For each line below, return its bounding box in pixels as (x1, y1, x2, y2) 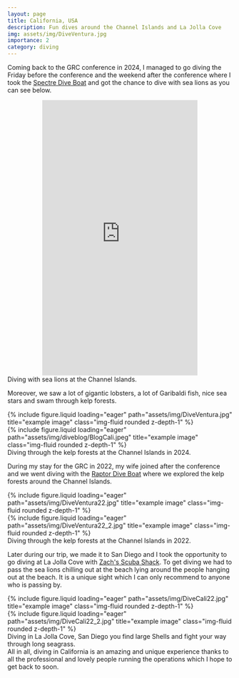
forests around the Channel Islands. (7, 477, 112, 486)
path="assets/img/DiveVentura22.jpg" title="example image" (7, 498, 187, 507)
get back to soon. (7, 662, 59, 671)
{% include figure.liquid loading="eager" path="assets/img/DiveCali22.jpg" (7, 595, 229, 602)
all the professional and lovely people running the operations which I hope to (7, 655, 233, 663)
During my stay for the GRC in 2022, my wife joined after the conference (7, 462, 220, 471)
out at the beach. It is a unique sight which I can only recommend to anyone (7, 573, 230, 581)
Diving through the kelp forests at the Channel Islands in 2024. (7, 448, 191, 456)
